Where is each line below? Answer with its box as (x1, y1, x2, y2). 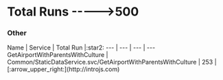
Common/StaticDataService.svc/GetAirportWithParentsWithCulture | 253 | (7, 58, 218, 66)
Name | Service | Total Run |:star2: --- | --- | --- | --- (7, 43, 156, 52)
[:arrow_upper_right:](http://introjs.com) (7, 65, 120, 73)
